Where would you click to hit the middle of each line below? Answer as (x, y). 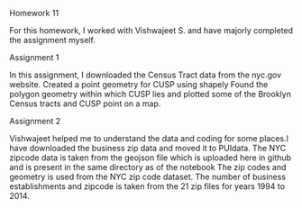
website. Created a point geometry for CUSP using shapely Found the (139, 84)
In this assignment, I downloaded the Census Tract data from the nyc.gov (146, 75)
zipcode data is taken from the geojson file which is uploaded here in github (150, 158)
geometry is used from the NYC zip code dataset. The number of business (148, 176)
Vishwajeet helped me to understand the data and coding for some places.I (149, 138)
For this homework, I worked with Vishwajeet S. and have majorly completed (151, 30)
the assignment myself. (53, 40)
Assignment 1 (34, 57)
